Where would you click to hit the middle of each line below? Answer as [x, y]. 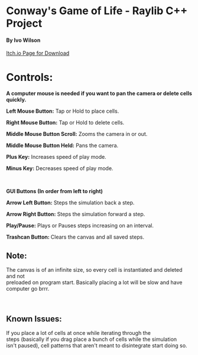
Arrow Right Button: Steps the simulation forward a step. [76, 214]
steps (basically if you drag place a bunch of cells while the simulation [92, 339]
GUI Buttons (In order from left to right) [55, 191]
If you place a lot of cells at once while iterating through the [78, 333]
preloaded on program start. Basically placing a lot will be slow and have [94, 282]
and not [15, 276]
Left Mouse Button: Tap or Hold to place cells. [63, 111]
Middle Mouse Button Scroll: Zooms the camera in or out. [77, 134]
